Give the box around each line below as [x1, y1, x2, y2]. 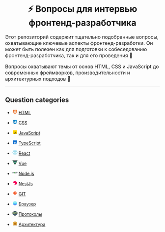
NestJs [18, 180, 33, 187]
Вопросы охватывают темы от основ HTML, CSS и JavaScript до [5, 63, 159, 70]
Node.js [18, 170, 34, 176]
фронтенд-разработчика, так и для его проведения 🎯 [5, 52, 133, 59]
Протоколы [18, 211, 42, 217]
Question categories [5, 96, 69, 104]
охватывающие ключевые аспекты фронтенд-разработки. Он [5, 39, 153, 46]
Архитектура [18, 221, 46, 227]
